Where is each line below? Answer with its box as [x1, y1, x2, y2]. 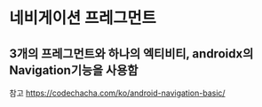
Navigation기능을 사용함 [9, 63, 139, 78]
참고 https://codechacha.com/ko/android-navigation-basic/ [9, 88, 226, 98]
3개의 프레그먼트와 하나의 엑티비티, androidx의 [9, 46, 254, 61]
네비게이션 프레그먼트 [9, 8, 157, 28]
